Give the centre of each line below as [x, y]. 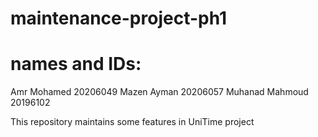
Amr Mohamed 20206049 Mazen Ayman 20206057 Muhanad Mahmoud [159, 92]
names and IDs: [76, 64]
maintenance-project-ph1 [119, 18]
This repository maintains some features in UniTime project [132, 122]
